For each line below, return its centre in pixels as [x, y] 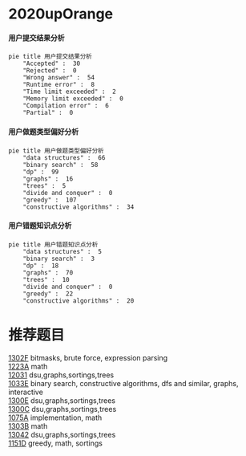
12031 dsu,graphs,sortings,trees [61, 375]
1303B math [28, 425]
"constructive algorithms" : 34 [79, 207]
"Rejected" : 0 [50, 71]
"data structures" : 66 [64, 157]
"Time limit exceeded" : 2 [69, 92]
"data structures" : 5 [63, 251]
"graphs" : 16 [48, 179]
